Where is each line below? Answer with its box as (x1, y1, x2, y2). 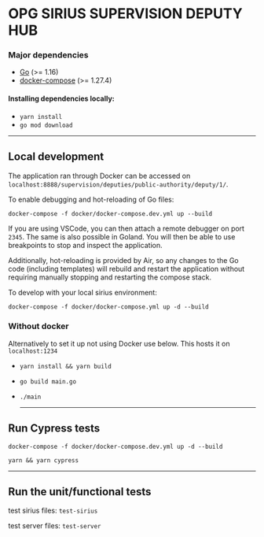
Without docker (8, 320, 69, 331)
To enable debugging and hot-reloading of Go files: (8, 194, 174, 204)
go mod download (19, 121, 73, 129)
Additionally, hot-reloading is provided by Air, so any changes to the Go (8, 255, 239, 265)
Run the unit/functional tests (8, 485, 152, 498)
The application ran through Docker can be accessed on (8, 171, 191, 180)
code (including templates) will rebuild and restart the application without (8, 264, 245, 273)
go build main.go (19, 377, 77, 386)
